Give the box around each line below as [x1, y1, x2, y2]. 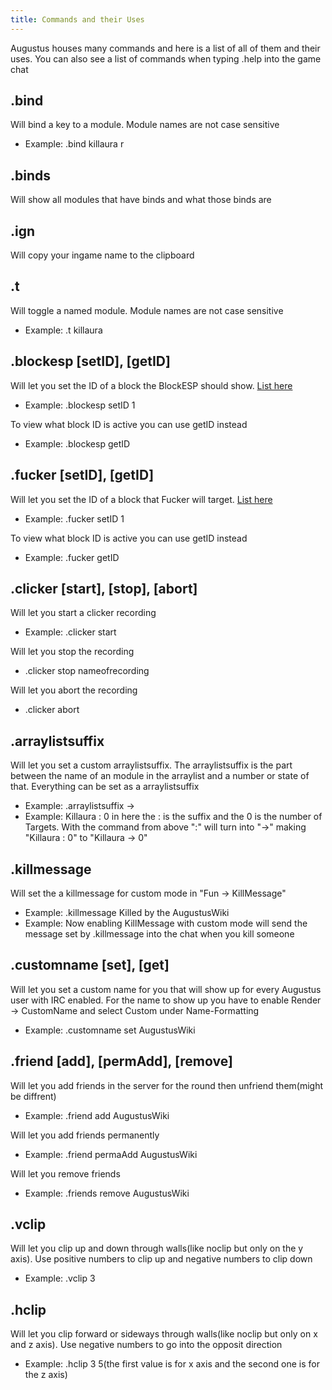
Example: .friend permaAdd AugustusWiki [24, 1148, 198, 1160]
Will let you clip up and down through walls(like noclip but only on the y [10, 1242, 304, 1255]
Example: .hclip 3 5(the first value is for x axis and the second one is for [24, 1358, 320, 1370]
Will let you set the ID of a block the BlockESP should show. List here [10, 379, 293, 391]
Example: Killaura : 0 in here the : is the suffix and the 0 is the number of [24, 811, 323, 823]
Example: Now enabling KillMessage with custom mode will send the [24, 917, 308, 929]
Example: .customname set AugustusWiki [24, 1024, 196, 1036]
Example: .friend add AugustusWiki [24, 1109, 170, 1121]
